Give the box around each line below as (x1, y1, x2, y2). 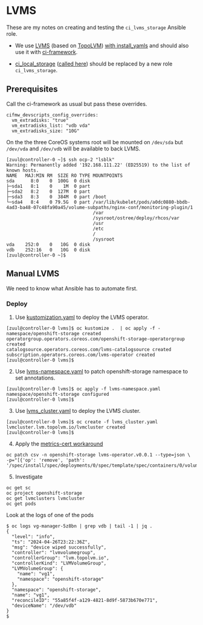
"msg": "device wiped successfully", (11, 544, 107, 550)
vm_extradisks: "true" (11, 117, 69, 123)
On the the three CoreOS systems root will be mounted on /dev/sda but (6, 138, 183, 145)
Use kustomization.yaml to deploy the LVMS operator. (14, 313, 149, 321)
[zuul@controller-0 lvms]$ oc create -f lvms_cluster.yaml (6, 419, 158, 425)
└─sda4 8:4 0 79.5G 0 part (6, 199, 91, 205)
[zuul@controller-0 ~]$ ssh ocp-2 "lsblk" (6, 156, 115, 162)
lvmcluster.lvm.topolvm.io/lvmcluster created (6, 424, 126, 430)
